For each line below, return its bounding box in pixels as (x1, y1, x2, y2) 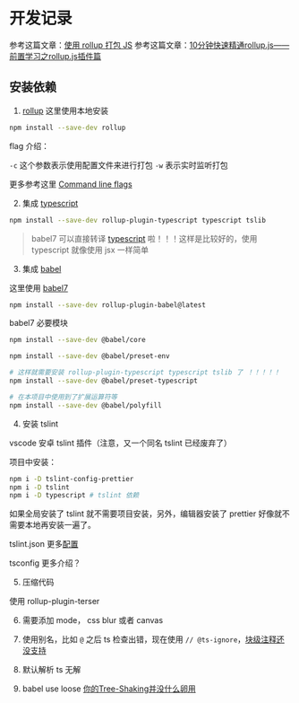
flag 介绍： (9, 140, 49, 151)
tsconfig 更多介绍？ (9, 558, 81, 568)
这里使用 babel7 (9, 282, 69, 293)
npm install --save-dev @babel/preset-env (9, 352, 170, 361)
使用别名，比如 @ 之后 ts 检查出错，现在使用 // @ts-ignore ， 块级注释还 (21, 634, 285, 645)
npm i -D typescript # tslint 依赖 (9, 491, 140, 500)
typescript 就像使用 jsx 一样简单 (30, 244, 149, 255)
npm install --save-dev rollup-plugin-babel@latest (9, 300, 206, 310)
